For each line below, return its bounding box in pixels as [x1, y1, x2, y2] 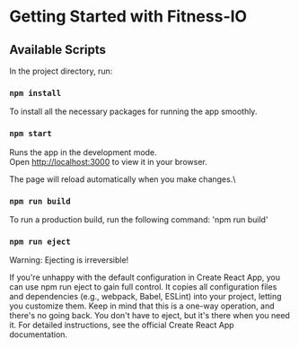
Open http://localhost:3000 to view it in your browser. [9, 156, 208, 167]
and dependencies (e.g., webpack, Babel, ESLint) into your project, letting [9, 291, 282, 302]
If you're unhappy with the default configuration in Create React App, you [9, 272, 281, 283]
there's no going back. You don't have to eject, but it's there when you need [9, 310, 290, 321]
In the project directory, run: [9, 65, 113, 76]
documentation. [9, 329, 68, 340]
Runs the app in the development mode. [9, 146, 157, 158]
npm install [9, 88, 62, 98]
